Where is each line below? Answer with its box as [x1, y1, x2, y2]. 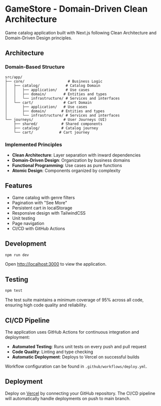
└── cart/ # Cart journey [14, 130, 90, 135]
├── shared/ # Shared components [14, 121, 103, 126]
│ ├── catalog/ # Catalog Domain [5, 83, 101, 88]
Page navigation [12, 220, 44, 226]
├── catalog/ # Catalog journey [14, 125, 98, 131]
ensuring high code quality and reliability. [5, 302, 87, 308]
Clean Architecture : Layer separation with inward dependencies [12, 152, 141, 158]
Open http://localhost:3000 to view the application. [5, 261, 107, 267]
